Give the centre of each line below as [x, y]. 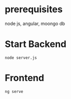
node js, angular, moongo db [35, 23]
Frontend [25, 78]
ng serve [14, 91]
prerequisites [34, 9]
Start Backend [36, 44]
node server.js [21, 58]
